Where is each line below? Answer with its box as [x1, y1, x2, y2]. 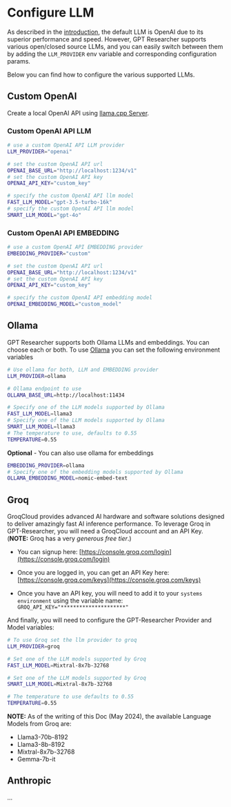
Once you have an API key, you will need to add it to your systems [17, 589, 203, 598]
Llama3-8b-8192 [17, 741, 66, 749]
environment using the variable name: [17, 596, 123, 605]
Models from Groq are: [7, 720, 72, 728]
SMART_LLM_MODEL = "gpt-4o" [7, 211, 81, 218]
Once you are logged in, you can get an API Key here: [17, 569, 170, 577]
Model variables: [7, 623, 54, 632]
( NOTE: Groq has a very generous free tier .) [7, 534, 132, 543]
